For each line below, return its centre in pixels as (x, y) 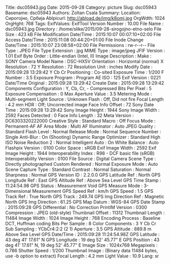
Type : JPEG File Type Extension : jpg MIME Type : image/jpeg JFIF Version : (85, 51)
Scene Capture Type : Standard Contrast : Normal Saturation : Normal (78, 169)
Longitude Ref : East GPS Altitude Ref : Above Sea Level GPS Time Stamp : (83, 180)
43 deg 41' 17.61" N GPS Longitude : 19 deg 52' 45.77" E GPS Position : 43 (82, 240)
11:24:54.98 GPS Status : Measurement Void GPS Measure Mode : (74, 186)
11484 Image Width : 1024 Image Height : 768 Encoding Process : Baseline (83, 218)
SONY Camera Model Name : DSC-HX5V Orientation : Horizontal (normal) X (84, 61)
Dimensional (18, 191)
